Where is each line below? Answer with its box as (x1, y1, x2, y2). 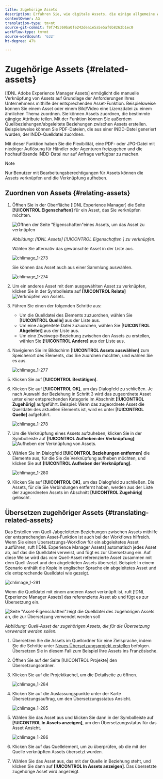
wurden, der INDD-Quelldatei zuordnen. (5, 131, 85, 137)
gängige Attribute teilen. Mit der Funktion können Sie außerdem (5, 116, 132, 122)
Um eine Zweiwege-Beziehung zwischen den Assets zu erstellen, (19, 333, 150, 338)
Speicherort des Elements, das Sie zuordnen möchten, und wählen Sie (12, 352, 153, 358)
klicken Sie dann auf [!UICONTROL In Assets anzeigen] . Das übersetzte (12, 763, 157, 769)
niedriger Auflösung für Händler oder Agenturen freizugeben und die (5, 146, 143, 152)
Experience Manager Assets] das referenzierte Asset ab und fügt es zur (5, 594, 149, 600)
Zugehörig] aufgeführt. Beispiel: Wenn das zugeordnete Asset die (12, 401, 145, 407)
